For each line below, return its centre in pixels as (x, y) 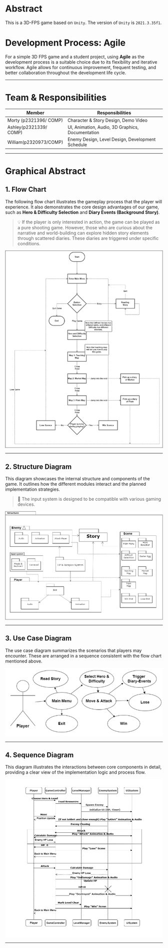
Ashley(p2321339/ (27, 127)
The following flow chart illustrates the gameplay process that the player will (84, 201)
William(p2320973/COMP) (35, 142)
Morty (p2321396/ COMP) (35, 120)
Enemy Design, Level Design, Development (111, 139)
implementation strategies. (32, 489)
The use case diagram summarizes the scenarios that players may (73, 650)
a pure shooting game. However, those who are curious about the (85, 227)
